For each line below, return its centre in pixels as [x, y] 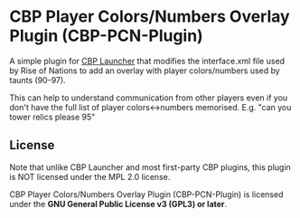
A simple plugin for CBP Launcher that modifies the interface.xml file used [147, 61]
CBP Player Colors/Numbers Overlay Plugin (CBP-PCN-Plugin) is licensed [146, 194]
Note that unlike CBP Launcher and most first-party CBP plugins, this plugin [150, 167]
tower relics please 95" [52, 117]
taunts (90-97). [37, 80]
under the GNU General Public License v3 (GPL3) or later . [118, 204]
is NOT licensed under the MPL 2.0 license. [90, 176]
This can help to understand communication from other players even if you [149, 98]
